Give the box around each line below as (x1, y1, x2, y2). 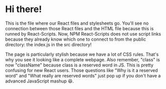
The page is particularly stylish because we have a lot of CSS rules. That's (5, 51, 159, 57)
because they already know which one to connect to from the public (5, 36, 146, 42)
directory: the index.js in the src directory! (5, 41, 92, 47)
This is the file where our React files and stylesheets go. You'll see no (5, 20, 149, 26)
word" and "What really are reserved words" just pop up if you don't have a (5, 72, 161, 78)
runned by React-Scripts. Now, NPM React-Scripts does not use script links (5, 31, 161, 37)
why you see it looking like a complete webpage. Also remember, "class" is (5, 56, 160, 62)
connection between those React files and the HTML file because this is (5, 25, 154, 31)
